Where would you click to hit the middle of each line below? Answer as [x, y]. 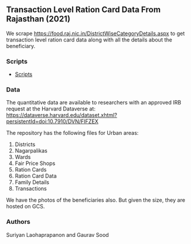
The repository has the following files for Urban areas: [72, 133]
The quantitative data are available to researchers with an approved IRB [94, 103]
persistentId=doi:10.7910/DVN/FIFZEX [52, 122]
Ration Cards [31, 170]
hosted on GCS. [26, 207]
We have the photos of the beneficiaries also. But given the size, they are [96, 200]
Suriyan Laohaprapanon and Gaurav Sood [57, 235]
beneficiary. [21, 46]
